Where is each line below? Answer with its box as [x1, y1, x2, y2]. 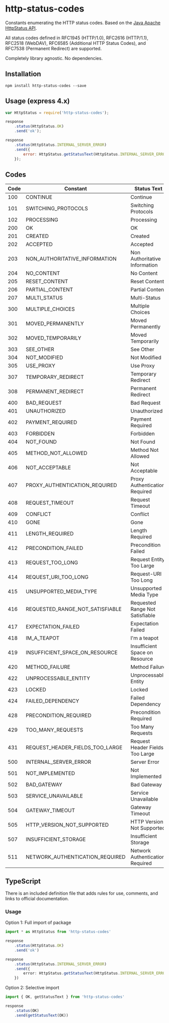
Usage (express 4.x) [5, 97, 70, 106]
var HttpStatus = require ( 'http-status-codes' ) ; [5, 110, 109, 115]
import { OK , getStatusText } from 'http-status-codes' [5, 994, 125, 999]
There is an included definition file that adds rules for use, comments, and [5, 890, 158, 896]
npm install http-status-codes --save [5, 83, 87, 88]
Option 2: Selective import [5, 985, 59, 991]
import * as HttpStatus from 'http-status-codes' [5, 929, 112, 934]
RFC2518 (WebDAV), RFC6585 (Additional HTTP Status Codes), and [5, 40, 146, 46]
